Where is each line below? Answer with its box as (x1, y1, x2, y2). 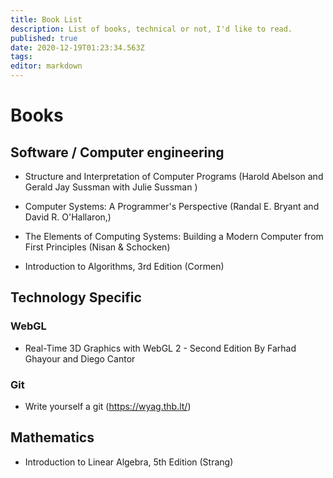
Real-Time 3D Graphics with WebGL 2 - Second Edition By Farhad (24, 342, 297, 354)
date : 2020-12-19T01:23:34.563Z (10, 42, 145, 53)
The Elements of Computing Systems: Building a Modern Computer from (24, 231, 324, 242)
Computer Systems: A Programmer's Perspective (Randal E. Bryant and (24, 201, 320, 212)
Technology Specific (10, 289, 142, 306)
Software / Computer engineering (10, 144, 225, 161)
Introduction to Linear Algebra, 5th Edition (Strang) (24, 456, 234, 468)
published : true (10, 33, 78, 43)
